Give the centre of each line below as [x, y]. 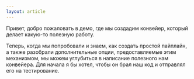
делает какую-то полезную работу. [50, 34]
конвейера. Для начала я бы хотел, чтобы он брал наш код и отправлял [96, 64]
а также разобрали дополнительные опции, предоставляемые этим [91, 52]
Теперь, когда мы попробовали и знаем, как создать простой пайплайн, [96, 46]
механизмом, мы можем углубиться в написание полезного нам [87, 58]
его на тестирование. [33, 70]
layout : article [26, 11]
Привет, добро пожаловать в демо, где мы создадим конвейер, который [97, 28]
